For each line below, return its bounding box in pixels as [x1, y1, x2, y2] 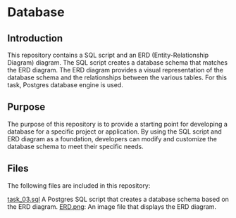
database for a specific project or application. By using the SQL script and [7, 127, 222, 136]
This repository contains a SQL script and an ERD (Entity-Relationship [7, 51, 209, 59]
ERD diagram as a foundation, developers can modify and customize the [7, 134, 217, 143]
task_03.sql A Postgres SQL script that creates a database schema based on [7, 195, 229, 203]
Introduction [7, 32, 63, 44]
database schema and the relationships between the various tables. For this [7, 73, 228, 82]
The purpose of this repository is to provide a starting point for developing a [7, 120, 228, 128]
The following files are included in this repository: [7, 181, 151, 190]
